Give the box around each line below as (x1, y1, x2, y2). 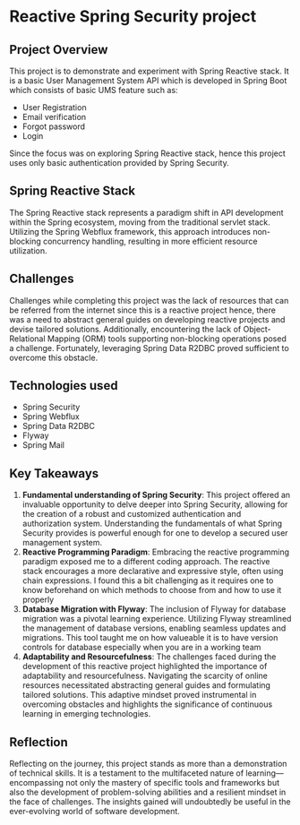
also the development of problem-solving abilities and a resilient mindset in (9, 786, 287, 798)
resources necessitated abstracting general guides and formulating (21, 680, 271, 691)
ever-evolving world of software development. (9, 806, 181, 817)
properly (21, 594, 55, 606)
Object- (243, 323, 271, 334)
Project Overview (9, 42, 108, 57)
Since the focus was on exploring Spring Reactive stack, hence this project (9, 148, 287, 159)
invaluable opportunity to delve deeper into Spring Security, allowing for (21, 499, 288, 510)
